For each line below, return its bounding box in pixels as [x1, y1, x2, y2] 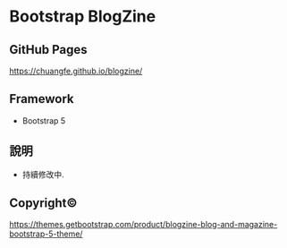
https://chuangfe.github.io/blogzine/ [9, 65, 143, 76]
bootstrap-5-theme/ [9, 228, 83, 239]
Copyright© [9, 195, 78, 211]
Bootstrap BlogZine [9, 6, 156, 27]
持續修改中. [21, 168, 64, 180]
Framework [9, 91, 74, 107]
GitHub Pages [9, 42, 88, 57]
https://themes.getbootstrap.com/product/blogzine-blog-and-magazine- [9, 219, 278, 230]
